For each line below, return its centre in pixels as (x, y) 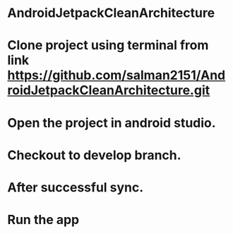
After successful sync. (76, 187)
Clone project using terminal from (108, 46)
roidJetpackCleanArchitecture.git (109, 90)
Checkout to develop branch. (94, 155)
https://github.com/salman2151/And (116, 75)
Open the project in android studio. (112, 123)
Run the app (43, 220)
